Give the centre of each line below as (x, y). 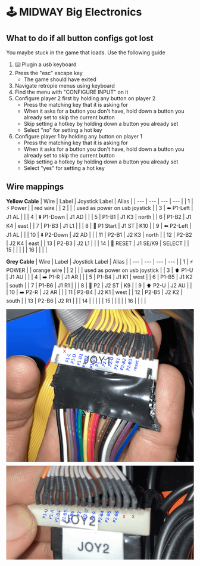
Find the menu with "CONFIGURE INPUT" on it (71, 92)
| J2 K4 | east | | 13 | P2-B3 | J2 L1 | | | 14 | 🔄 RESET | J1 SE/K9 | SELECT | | (98, 243)
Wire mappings (35, 187)
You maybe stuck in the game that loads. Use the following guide (86, 52)
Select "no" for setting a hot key (63, 130)
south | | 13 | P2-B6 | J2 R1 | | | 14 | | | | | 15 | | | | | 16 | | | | (76, 301)
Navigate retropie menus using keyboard (65, 86)
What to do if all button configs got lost (80, 38)
